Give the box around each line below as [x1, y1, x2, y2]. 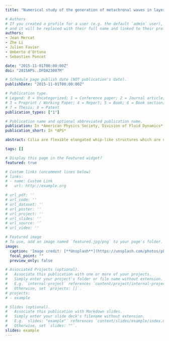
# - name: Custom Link [5, 179, 53, 184]
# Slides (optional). [5, 304, 51, 310]
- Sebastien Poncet [5, 54, 46, 59]
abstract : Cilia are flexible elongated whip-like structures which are [5, 137, 161, 142]
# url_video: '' [5, 225, 39, 230]
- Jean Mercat [5, 35, 35, 40]
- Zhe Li [5, 40, 24, 45]
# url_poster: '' [5, 207, 42, 212]
